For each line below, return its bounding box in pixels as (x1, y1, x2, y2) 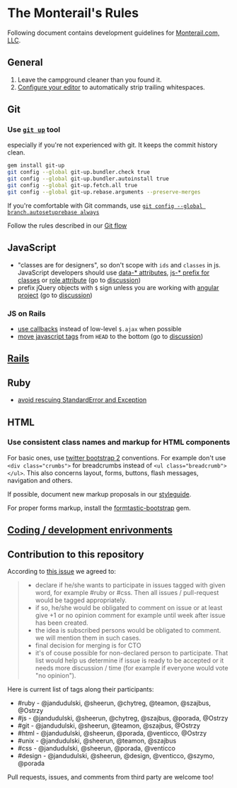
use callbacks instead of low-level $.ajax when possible (17, 324, 182, 333)
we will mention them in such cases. (35, 633, 141, 643)
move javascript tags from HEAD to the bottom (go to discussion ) (17, 332, 204, 340)
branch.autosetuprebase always (7, 209, 100, 216)
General (7, 57, 44, 69)
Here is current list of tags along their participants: (7, 685, 154, 694)
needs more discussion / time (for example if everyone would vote (35, 664, 229, 672)
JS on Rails (7, 309, 46, 318)
